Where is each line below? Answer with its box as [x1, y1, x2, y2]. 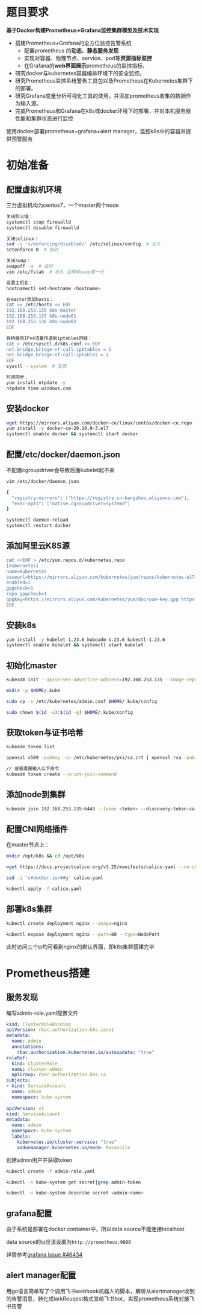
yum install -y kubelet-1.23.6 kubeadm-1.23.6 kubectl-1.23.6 [6, 637, 165, 643]
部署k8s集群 [6, 904, 52, 914]
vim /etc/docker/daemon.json [6, 478, 79, 484]
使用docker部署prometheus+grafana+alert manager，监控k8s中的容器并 [6, 127, 186, 134]
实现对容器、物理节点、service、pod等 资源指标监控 [23, 54, 152, 61]
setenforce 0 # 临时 [6, 247, 59, 253]
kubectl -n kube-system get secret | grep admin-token [6, 1179, 141, 1185]
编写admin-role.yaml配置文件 [6, 1009, 79, 1017]
